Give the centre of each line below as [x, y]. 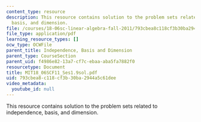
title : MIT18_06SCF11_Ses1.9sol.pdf [52, 73]
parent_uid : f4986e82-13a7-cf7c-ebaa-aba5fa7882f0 [71, 61]
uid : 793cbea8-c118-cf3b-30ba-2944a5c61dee [61, 78]
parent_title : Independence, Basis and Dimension [69, 51]
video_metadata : [26, 84]
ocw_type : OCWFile [29, 45]
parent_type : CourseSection [41, 56]
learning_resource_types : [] [42, 39]
